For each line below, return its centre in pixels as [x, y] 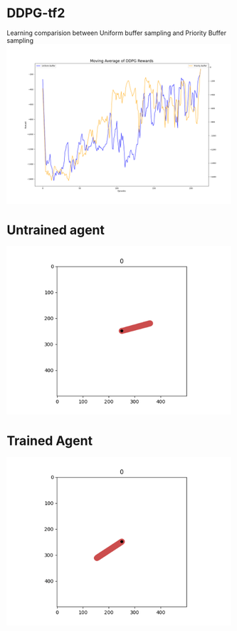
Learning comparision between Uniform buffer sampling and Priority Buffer [117, 33]
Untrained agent [56, 230]
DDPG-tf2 [36, 13]
